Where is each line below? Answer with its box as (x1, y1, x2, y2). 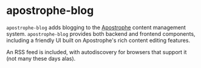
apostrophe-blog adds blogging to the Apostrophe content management (6, 24, 186, 31)
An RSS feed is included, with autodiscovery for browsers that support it (6, 48, 187, 55)
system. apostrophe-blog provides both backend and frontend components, (6, 30, 196, 37)
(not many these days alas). (6, 55, 76, 62)
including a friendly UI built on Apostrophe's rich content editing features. (6, 36, 190, 44)
